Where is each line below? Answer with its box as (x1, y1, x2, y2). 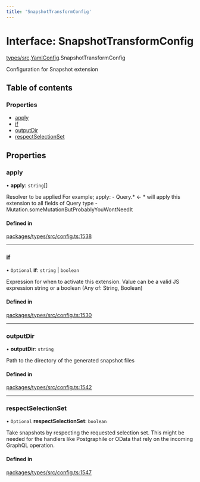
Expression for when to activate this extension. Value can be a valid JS (6, 278, 180, 286)
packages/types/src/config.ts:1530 (6, 311, 92, 318)
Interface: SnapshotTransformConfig (6, 34, 194, 48)
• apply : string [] (6, 181, 48, 189)
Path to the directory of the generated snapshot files (6, 356, 135, 364)
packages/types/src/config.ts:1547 (6, 468, 92, 476)
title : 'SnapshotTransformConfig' (6, 8, 92, 15)
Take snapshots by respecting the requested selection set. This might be (6, 429, 185, 436)
